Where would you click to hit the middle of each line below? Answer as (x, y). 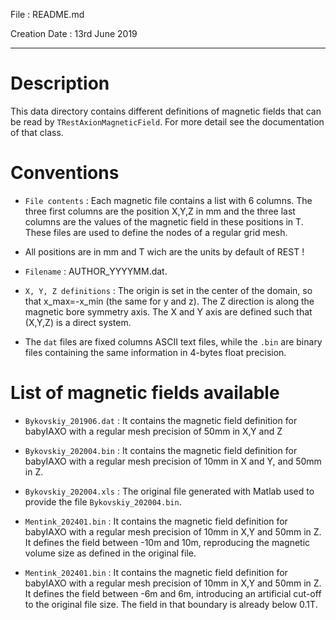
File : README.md (47, 14)
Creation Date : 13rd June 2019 (74, 33)
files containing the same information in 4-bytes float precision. (155, 352)
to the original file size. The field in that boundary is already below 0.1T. (171, 604)
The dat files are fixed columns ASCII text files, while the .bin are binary (173, 341)
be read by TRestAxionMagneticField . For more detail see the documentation (167, 121)
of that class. (37, 132)
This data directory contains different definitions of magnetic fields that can (166, 111)
